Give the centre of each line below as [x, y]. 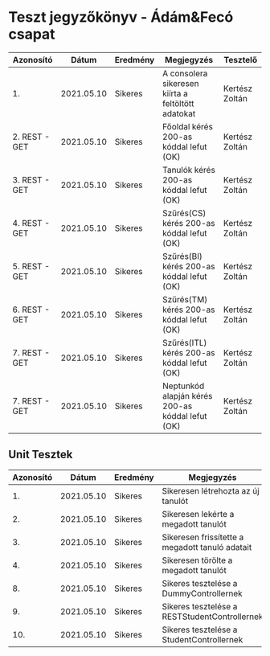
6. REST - [31, 310]
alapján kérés [187, 396]
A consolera [185, 73]
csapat [32, 34]
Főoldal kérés [187, 126]
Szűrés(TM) [185, 299]
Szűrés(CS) [184, 213]
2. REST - [31, 137]
